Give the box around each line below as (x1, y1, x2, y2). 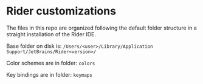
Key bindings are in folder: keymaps (6, 71, 93, 78)
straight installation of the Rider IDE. (6, 30, 96, 37)
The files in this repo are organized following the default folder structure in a (6, 24, 197, 31)
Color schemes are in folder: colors (6, 59, 95, 66)
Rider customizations (6, 4, 117, 18)
